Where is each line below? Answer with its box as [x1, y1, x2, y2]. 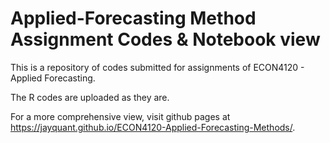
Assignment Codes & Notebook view [10, 28, 321, 51]
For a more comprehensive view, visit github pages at [10, 110, 231, 122]
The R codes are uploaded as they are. [10, 91, 170, 103]
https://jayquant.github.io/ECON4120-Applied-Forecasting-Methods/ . [10, 121, 296, 133]
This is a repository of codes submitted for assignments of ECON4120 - [10, 61, 305, 73]
